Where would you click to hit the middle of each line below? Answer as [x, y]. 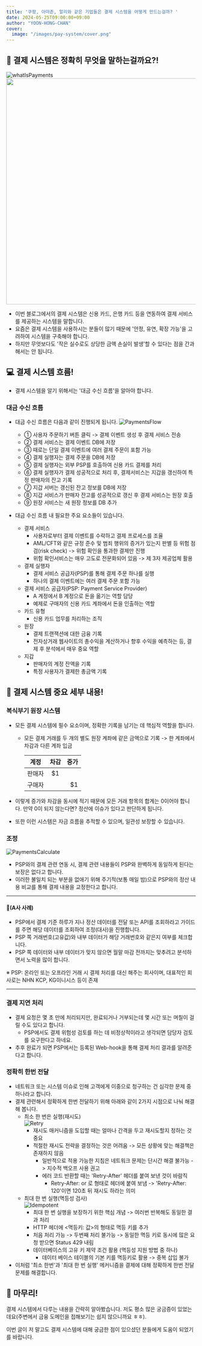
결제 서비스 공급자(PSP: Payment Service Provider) [85, 589]
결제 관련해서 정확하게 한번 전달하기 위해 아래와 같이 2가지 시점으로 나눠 [99, 1101]
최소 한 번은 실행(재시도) [52, 1116]
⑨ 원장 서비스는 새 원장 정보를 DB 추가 [70, 503]
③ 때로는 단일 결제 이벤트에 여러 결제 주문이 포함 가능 [87, 450]
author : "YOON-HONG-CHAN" [38, 23]
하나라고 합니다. [33, 1094]
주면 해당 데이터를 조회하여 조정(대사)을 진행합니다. [81, 930]
